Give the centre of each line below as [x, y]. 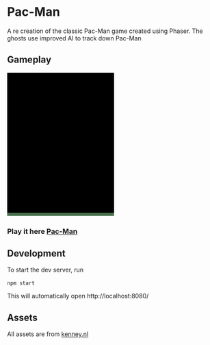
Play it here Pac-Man [42, 231]
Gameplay [29, 60]
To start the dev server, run [45, 270]
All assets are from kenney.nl [48, 334]
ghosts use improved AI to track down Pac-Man [74, 38]
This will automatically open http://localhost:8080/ [78, 296]
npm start [21, 283]
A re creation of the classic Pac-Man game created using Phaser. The [105, 31]
